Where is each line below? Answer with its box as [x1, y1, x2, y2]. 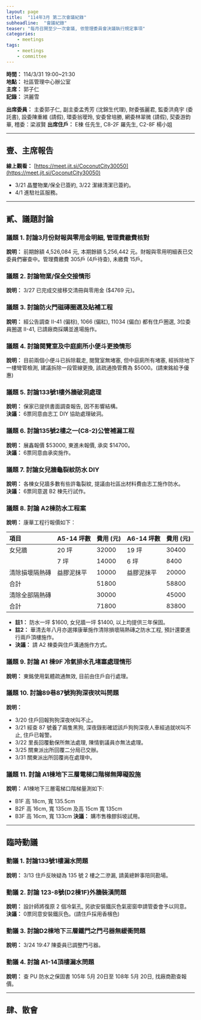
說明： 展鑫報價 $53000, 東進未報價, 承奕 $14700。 [6, 441, 133, 449]
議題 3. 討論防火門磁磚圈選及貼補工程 [6, 303, 113, 311]
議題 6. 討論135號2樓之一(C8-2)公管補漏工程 [6, 426, 135, 435]
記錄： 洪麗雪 [6, 93, 39, 100]
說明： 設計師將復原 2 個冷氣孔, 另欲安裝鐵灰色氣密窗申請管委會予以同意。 [6, 903, 190, 910]
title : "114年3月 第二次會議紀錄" [6, 14, 87, 20]
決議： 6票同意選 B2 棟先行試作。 [6, 488, 89, 495]
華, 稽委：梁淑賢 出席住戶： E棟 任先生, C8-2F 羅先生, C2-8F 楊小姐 [6, 120, 172, 128]
